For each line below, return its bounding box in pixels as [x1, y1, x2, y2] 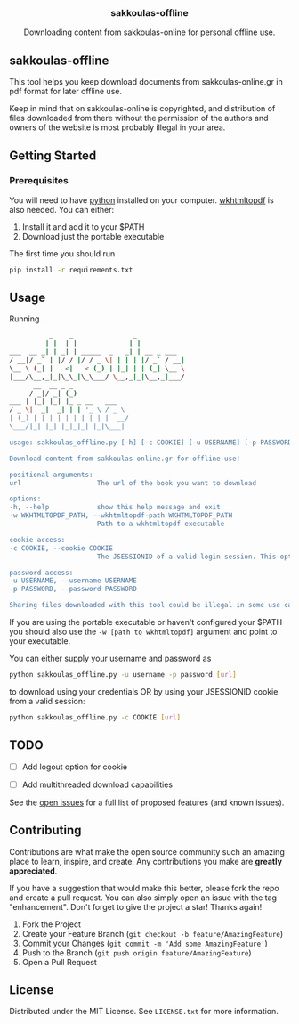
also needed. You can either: [9, 204, 114, 215]
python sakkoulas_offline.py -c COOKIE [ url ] [9, 712, 181, 722]
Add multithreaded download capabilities [21, 779, 174, 790]
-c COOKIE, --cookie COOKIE [9, 543, 114, 553]
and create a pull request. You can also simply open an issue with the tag [9, 892, 278, 903]
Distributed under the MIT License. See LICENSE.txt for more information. [9, 1006, 279, 1017]
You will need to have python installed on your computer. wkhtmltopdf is [9, 194, 274, 206]
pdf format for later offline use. [9, 86, 123, 97]
